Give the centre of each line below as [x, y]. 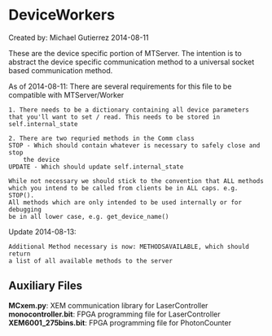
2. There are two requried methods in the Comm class [102, 138]
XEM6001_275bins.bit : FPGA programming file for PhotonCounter [120, 322]
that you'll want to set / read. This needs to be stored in [114, 117]
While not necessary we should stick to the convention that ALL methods [136, 181]
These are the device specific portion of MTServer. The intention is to [125, 53]
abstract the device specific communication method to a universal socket [132, 62]
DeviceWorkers [62, 15]
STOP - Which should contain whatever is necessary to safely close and [134, 145]
